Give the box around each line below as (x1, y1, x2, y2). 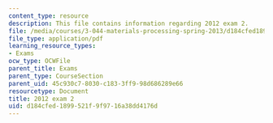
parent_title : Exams (8, 65, 79, 73)
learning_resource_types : (8, 42, 96, 50)
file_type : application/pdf (8, 34, 104, 43)
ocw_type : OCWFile (8, 57, 71, 66)
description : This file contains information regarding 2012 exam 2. (8, 19, 249, 28)
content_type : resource (8, 11, 89, 20)
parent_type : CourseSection (8, 72, 104, 80)
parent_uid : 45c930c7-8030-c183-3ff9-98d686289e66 (8, 79, 184, 87)
